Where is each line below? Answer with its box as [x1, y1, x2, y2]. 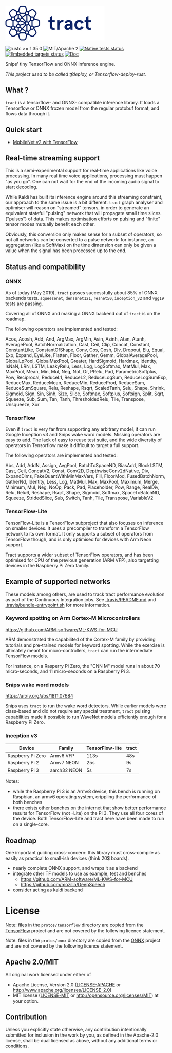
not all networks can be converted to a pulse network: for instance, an [5, 237, 154, 243]
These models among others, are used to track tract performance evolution [5, 591, 165, 597]
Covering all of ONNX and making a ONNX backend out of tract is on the [5, 311, 161, 317]
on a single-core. [12, 821, 49, 827]
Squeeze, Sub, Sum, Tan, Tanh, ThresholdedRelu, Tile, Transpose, [5, 396, 145, 402]
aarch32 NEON [50, 767, 82, 773]
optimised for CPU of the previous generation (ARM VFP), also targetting [5, 557, 159, 563]
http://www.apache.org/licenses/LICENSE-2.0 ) [12, 987, 112, 993]
